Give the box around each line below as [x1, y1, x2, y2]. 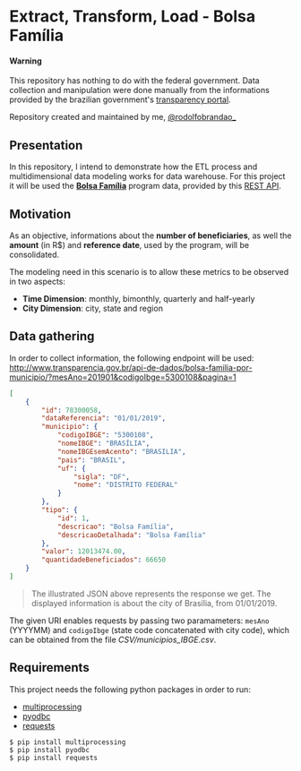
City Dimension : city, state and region [21, 303, 164, 314]
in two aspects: [9, 276, 65, 287]
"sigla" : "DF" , [73, 472, 130, 481]
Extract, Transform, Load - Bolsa [9, 6, 256, 27]
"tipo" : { [41, 506, 78, 515]
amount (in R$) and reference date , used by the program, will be [9, 240, 249, 251]
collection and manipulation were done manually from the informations [9, 85, 271, 96]
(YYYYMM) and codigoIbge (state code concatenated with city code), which [9, 624, 289, 635]
